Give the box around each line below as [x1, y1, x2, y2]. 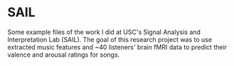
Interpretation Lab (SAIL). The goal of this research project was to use [7, 35, 212, 43]
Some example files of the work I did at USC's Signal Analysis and [7, 28, 201, 36]
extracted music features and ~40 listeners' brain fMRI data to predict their [7, 43, 228, 51]
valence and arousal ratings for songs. [7, 50, 120, 59]
